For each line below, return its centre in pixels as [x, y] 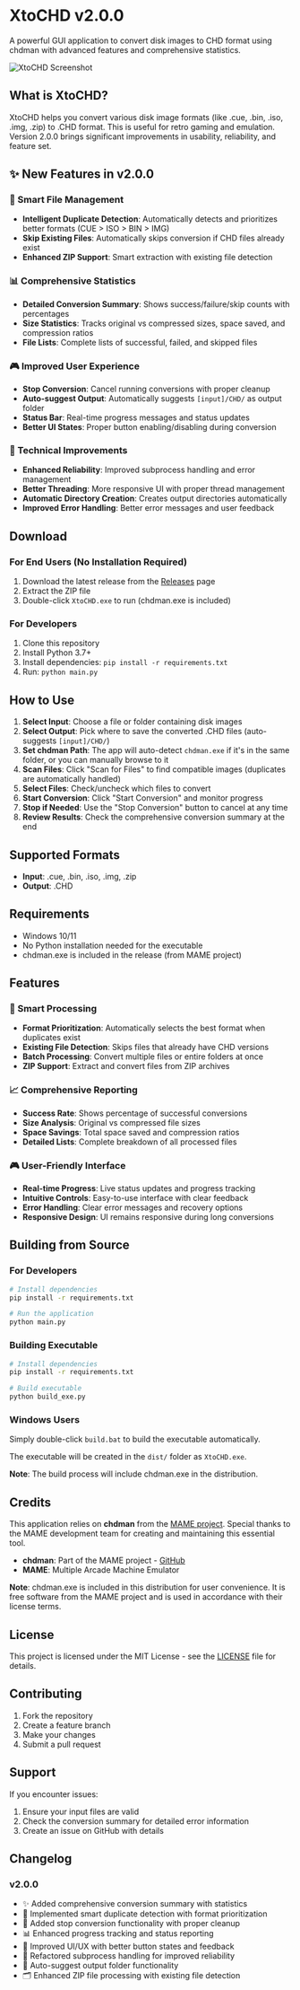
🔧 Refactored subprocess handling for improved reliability [129, 1956]
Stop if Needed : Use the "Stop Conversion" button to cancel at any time [155, 808]
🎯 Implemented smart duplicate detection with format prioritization [145, 1914]
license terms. [35, 1607]
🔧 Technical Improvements [69, 450]
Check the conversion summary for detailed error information [135, 1821]
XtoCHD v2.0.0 [67, 16]
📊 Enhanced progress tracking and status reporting [118, 1933]
